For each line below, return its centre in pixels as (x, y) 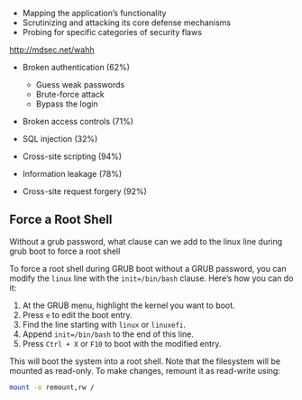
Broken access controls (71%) (78, 121)
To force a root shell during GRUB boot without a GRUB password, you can (148, 268)
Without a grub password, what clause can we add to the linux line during (146, 241)
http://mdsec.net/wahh (52, 50)
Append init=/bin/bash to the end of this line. (108, 334)
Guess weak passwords (80, 84)
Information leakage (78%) (72, 174)
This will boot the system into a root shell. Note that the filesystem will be (145, 361)
